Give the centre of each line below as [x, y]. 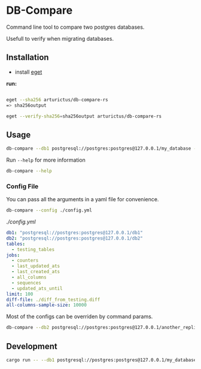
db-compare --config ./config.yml [49, 210]
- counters [25, 261]
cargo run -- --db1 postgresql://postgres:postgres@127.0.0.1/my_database [101, 360]
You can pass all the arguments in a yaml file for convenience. [83, 199]
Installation [28, 58]
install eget [28, 72]
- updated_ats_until [37, 288]
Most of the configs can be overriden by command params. [80, 317]
